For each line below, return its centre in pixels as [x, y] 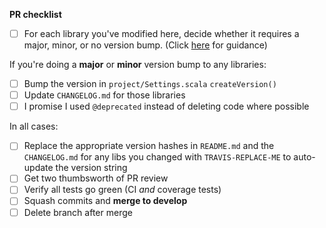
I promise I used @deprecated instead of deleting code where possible [166, 106]
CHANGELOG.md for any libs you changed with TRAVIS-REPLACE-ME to [157, 157]
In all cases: [34, 126]
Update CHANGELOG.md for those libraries [104, 95]
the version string [91, 168]
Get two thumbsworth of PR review [96, 178]
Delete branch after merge [78, 212]
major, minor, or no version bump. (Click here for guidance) [145, 45]
